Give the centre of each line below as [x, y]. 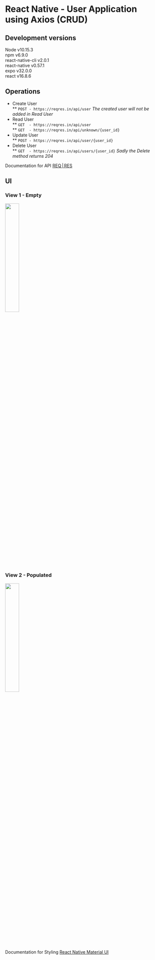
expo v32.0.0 [19, 71]
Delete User [24, 145]
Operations [23, 92]
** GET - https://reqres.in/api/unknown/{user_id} [66, 130]
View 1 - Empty [23, 195]
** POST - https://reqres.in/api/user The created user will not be [81, 109]
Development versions [41, 38]
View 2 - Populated [28, 575]
